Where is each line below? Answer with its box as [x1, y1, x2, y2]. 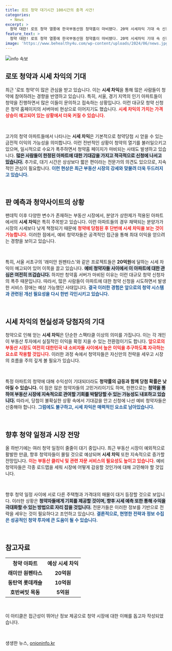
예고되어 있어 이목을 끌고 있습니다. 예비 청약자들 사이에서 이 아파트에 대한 [14, 265, 160, 272]
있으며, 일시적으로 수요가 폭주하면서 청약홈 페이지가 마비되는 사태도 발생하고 [5, 146, 157, 152]
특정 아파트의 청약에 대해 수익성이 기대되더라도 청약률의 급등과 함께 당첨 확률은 [5, 378, 162, 384]
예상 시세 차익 [47, 560, 79, 567]
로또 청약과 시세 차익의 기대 [5, 72, 86, 81]
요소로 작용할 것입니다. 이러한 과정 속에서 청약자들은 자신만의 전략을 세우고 [5, 351, 154, 357]
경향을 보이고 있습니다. [10, 238, 56, 244]
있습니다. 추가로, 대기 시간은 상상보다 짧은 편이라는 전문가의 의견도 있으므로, [5, 158, 157, 165]
